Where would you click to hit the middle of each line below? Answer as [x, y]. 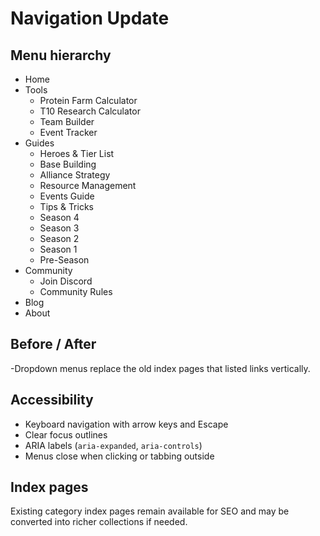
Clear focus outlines [66, 434]
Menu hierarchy [61, 55]
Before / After [53, 344]
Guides [39, 143]
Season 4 [59, 217]
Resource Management [88, 185]
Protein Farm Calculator [88, 100]
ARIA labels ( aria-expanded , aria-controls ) [113, 445]
